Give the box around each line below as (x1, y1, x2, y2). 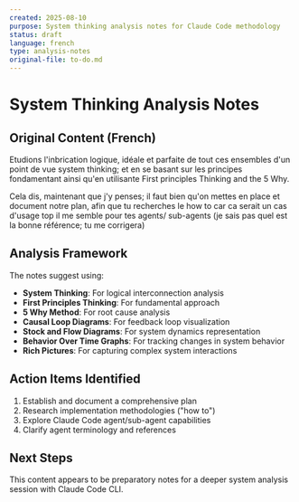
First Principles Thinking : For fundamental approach (22, 297, 220, 308)
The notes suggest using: (9, 270, 104, 280)
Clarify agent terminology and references (22, 424, 176, 435)
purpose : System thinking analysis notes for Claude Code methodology (9, 22, 281, 31)
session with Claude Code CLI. (9, 484, 124, 495)
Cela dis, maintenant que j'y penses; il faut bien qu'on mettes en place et (9, 191, 280, 202)
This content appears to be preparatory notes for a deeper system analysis (9, 474, 289, 485)
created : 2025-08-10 (9, 13, 88, 23)
